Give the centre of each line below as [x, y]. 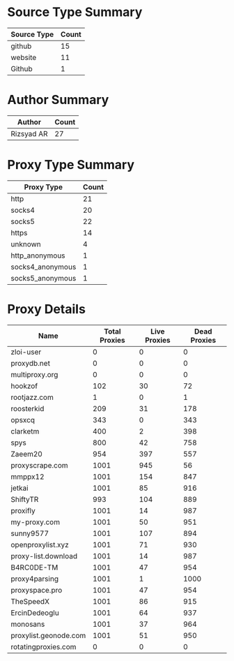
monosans [28, 624]
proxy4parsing [35, 579]
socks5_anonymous [44, 278]
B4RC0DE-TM [34, 567]
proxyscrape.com [39, 465]
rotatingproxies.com [44, 646]
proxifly [23, 510]
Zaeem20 [27, 454]
